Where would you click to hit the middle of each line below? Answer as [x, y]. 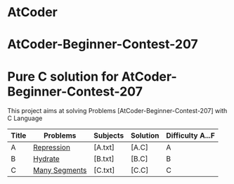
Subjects [109, 136]
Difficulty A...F [191, 136]
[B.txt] [104, 159]
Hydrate [46, 159]
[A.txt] [104, 147]
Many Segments [60, 171]
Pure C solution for [63, 76]
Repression [51, 147]
